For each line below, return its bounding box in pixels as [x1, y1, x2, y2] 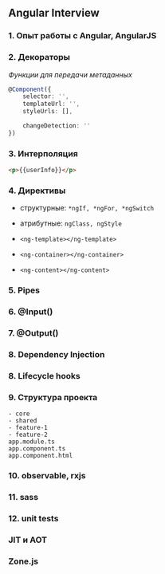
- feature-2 [8, 431, 48, 439]
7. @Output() [8, 328, 59, 339]
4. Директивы [8, 185, 66, 196]
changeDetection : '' [22, 122, 91, 130]
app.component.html [8, 452, 73, 460]
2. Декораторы [8, 52, 70, 63]
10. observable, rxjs [8, 470, 86, 482]
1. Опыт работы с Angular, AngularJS [8, 30, 157, 41]
